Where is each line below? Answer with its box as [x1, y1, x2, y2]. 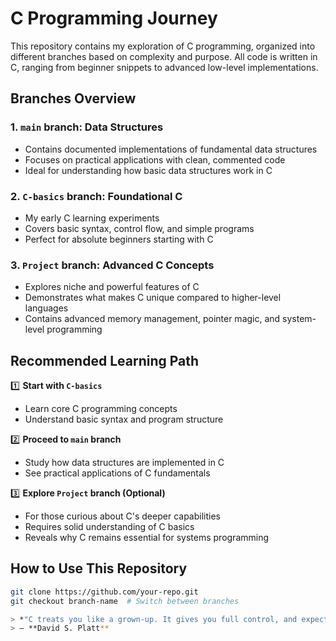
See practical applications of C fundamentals [24, 467, 211, 479]
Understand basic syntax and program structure [24, 413, 224, 426]
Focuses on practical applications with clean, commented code [24, 153, 286, 166]
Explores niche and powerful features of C [24, 281, 200, 293]
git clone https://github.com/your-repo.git [10, 587, 199, 597]
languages [24, 302, 69, 314]
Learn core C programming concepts [24, 403, 178, 415]
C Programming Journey [10, 7, 218, 30]
